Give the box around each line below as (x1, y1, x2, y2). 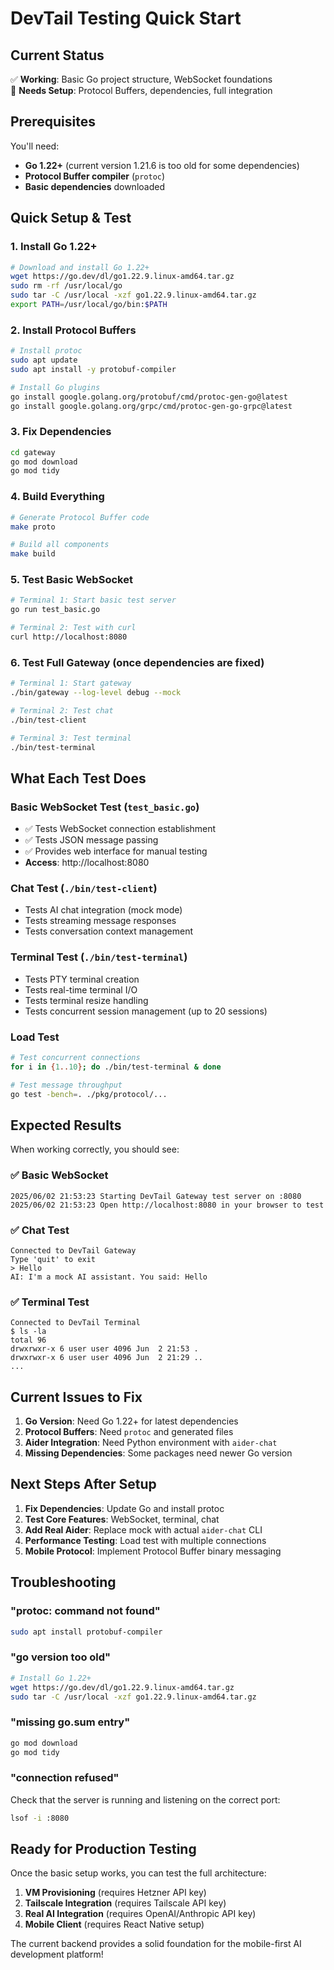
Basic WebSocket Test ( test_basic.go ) (10, 800, 200, 814)
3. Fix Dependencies (10, 425, 112, 439)
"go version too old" (10, 1650, 112, 1664)
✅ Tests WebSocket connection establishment (24, 823, 217, 835)
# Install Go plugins (10, 382, 101, 392)
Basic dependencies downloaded (24, 180, 165, 192)
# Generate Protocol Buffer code (10, 512, 150, 522)
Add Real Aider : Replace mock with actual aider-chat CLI (24, 1523, 263, 1536)
